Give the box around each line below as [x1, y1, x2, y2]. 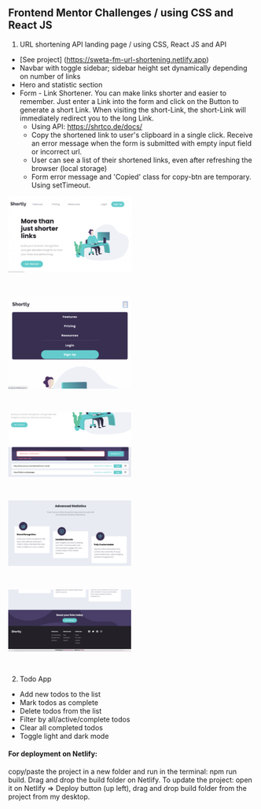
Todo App [19, 674, 52, 684]
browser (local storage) [31, 163, 108, 173]
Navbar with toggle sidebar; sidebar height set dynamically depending [19, 63, 248, 72]
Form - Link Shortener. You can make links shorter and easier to [19, 88, 226, 98]
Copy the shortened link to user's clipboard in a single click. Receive [31, 130, 253, 139]
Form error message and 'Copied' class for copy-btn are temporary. [31, 172, 252, 181]
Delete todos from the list [19, 706, 102, 715]
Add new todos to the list [19, 689, 101, 699]
